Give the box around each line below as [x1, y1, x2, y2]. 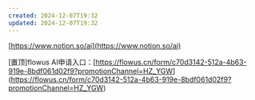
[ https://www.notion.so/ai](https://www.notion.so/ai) [8, 40, 181, 50]
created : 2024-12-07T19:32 [8, 11, 98, 20]
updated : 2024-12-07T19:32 [8, 19, 98, 27]
